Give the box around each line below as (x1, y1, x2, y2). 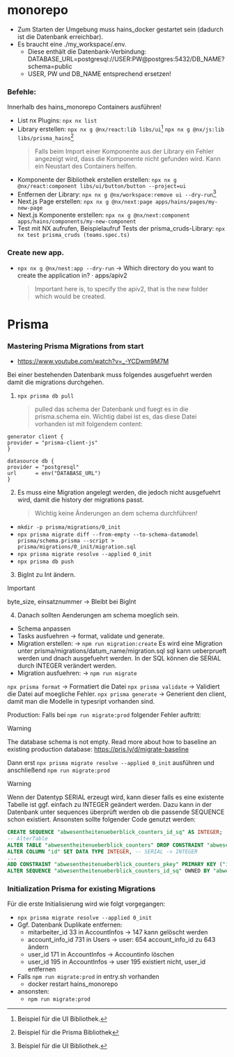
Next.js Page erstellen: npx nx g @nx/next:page (17, 197, 153, 206)
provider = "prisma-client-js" (7, 439, 98, 446)
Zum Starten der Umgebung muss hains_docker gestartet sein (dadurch (17, 25, 224, 33)
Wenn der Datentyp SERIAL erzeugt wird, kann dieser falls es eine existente (7, 793, 224, 801)
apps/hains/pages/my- (155, 199, 218, 206)
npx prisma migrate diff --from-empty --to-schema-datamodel (17, 531, 199, 538)
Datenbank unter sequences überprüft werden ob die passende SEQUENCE (7, 808, 225, 816)
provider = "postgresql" (7, 463, 79, 470)
